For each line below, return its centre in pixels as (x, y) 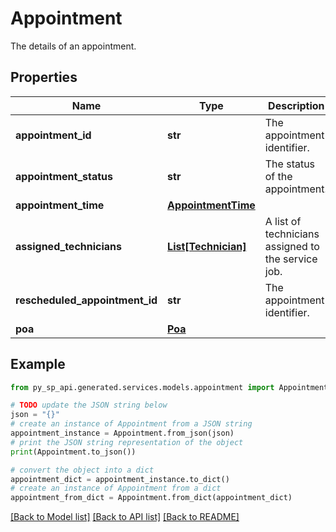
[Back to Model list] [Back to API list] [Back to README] (125, 517)
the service (291, 259)
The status (290, 164)
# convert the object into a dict (82, 470)
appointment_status (64, 176)
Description (296, 105)
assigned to (292, 246)
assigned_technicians (69, 246)
